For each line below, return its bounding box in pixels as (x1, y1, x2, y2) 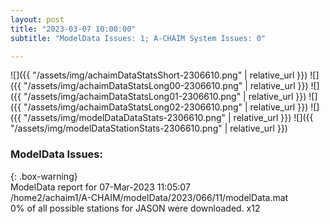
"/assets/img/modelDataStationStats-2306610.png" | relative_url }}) (10, 122, 288, 135)
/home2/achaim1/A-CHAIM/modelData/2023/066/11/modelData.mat (10, 191, 289, 203)
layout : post (10, 14, 65, 25)
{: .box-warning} (10, 170, 78, 182)
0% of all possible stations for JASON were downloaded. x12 (10, 202, 261, 214)
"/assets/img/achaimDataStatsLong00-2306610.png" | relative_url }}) (23, 80, 309, 92)
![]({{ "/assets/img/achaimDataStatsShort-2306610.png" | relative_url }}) (10, 69, 308, 81)
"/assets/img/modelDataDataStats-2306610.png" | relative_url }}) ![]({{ (23, 112, 314, 124)
